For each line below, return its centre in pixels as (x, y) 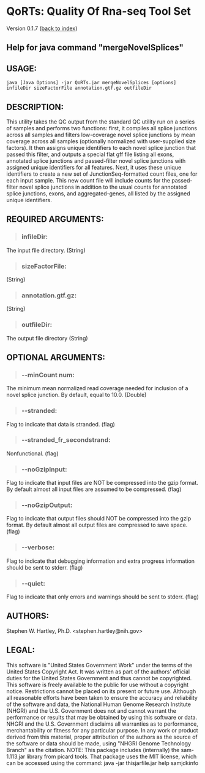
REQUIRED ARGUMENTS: (55, 219)
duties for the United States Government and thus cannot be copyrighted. (99, 678)
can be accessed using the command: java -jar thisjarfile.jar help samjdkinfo (102, 763)
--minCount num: (48, 375)
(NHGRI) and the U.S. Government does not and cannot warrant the (91, 710)
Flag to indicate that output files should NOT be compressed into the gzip (99, 519)
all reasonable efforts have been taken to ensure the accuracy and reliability (102, 697)
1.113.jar (16, 756)
